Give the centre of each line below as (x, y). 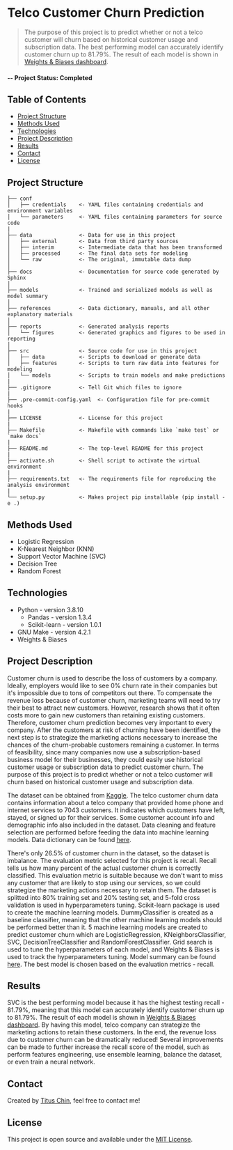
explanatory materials (40, 315)
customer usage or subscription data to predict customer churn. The (105, 767)
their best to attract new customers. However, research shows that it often (114, 708)
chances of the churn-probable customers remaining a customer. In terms (113, 745)
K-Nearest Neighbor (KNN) (56, 549)
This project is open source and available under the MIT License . (100, 1140)
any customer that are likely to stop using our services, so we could (104, 883)
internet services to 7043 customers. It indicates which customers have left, (116, 810)
